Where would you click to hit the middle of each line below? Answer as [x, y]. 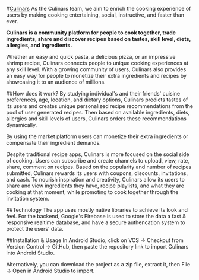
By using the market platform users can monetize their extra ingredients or [97, 136]
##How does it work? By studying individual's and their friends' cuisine [93, 93]
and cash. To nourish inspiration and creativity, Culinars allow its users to [96, 179]
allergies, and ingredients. [39, 45]
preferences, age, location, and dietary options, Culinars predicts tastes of [97, 100]
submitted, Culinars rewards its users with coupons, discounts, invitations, [97, 173]
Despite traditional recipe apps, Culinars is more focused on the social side [98, 154]
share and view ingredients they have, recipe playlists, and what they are [95, 186]
